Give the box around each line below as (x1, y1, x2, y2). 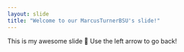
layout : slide (7, 10, 50, 18)
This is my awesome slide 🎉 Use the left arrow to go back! (7, 36, 178, 45)
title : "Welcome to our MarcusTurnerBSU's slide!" (7, 17, 161, 24)
